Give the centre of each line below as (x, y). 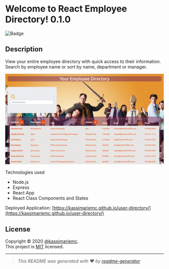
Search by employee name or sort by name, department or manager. (76, 66)
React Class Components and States (50, 198)
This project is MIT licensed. (34, 247)
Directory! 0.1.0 (38, 19)
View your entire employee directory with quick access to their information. (83, 61)
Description (24, 49)
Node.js (21, 182)
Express (21, 187)
